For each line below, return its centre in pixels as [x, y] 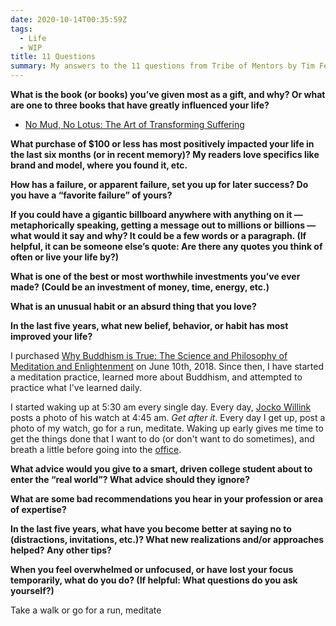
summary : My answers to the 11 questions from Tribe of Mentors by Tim [162, 66]
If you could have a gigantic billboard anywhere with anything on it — [156, 214]
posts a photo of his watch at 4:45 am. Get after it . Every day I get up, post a [168, 417]
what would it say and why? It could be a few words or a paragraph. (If [158, 235]
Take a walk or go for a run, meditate [86, 610]
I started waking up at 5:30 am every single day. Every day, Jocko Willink [161, 407]
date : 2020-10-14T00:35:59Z [69, 19]
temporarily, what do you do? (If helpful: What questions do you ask [154, 580]
